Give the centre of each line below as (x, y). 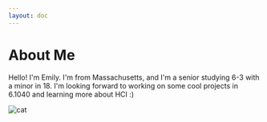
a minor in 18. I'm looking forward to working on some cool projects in (123, 85)
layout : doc (28, 16)
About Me (42, 55)
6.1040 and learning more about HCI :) (71, 94)
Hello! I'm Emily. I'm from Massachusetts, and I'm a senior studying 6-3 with (134, 77)
